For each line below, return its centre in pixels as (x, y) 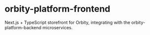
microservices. (57, 27)
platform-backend (23, 27)
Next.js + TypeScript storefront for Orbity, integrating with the (68, 22)
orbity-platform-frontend (57, 9)
